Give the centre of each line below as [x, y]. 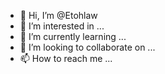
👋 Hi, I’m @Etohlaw [58, 15]
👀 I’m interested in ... [62, 26]
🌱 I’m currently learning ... [73, 36]
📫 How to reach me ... [66, 58]
